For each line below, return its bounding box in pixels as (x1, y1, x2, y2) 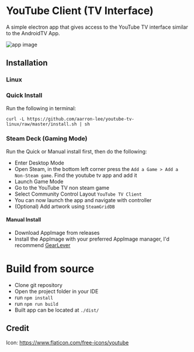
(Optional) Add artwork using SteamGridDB (14, 203, 115, 210)
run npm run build (14, 300, 58, 307)
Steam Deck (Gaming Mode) (6, 135, 88, 143)
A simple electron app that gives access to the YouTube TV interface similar (6, 23, 188, 30)
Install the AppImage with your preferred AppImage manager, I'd (14, 235, 169, 242)
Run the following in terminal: (6, 104, 77, 112)
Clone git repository (14, 281, 63, 288)
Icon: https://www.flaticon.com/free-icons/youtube (6, 339, 129, 346)
